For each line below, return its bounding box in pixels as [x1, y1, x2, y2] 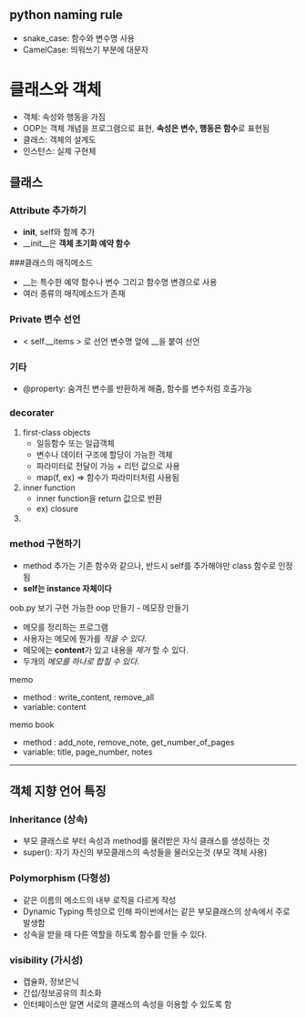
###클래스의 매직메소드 [9, 257, 94, 268]
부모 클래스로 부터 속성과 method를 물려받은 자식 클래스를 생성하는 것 [22, 836, 270, 847]
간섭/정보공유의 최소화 [22, 987, 102, 998]
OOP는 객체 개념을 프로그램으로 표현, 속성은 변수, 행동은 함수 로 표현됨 [22, 122, 270, 133]
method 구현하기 [9, 538, 82, 550]
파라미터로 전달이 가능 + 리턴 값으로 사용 [36, 460, 180, 472]
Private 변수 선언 [9, 314, 81, 326]
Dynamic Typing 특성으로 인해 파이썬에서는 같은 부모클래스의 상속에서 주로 [22, 906, 291, 917]
